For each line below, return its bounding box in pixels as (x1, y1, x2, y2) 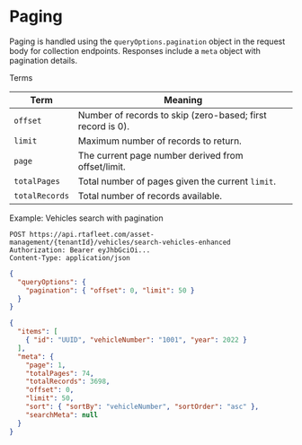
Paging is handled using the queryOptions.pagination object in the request (9, 36, 286, 47)
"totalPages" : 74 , (25, 369, 94, 378)
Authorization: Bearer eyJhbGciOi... (9, 245, 151, 255)
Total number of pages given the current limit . (77, 175, 277, 188)
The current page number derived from (77, 149, 244, 161)
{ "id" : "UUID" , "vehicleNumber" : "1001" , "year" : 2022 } (25, 336, 247, 345)
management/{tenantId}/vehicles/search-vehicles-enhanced (9, 238, 231, 247)
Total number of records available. (77, 189, 223, 202)
